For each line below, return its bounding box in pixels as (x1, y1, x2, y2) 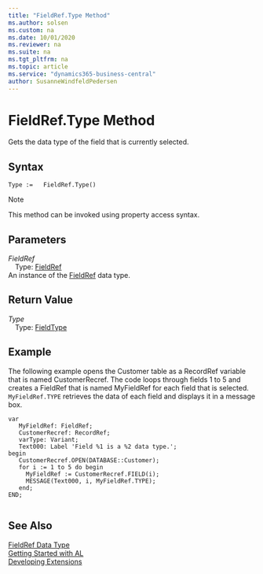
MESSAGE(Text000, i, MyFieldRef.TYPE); (25, 477, 156, 485)
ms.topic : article (8, 63, 68, 71)
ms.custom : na (8, 26, 55, 34)
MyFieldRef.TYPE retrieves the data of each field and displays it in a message (8, 391, 256, 401)
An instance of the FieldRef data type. (8, 271, 131, 280)
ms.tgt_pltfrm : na (8, 56, 68, 64)
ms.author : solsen (8, 19, 68, 27)
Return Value (8, 293, 73, 307)
